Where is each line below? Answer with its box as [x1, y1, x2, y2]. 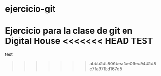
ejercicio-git [5, 3, 56, 14]
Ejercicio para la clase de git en [5, 25, 133, 37]
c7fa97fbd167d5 [89, 66, 123, 72]
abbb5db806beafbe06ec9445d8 [89, 61, 157, 67]
